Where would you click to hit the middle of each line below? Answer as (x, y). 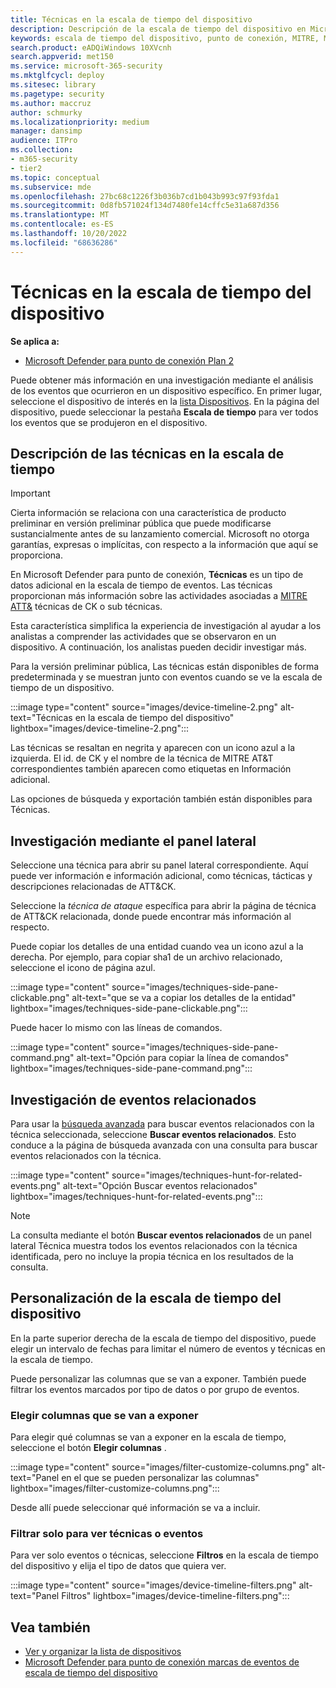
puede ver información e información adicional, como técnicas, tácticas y (161, 876)
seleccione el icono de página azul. (83, 968)
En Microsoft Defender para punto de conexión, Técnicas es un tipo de (157, 575)
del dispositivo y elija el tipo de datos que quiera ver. (118, 1566)
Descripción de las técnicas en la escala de (147, 453)
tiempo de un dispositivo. (62, 688)
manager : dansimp (46, 131)
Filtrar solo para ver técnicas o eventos (107, 1534)
